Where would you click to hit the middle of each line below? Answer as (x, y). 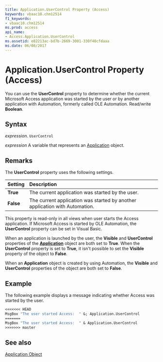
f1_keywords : (18, 18)
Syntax (16, 124)
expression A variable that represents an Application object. (65, 145)
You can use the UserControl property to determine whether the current (77, 93)
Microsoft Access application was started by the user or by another (72, 99)
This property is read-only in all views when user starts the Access (72, 219)
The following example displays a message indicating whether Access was (80, 295)
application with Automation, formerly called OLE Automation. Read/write (78, 104)
